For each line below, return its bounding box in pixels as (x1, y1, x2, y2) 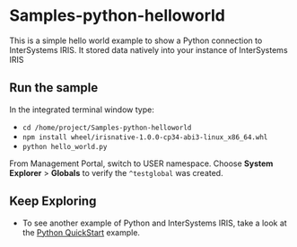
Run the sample (9, 80, 99, 95)
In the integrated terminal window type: (9, 104, 154, 115)
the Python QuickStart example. (22, 226, 141, 238)
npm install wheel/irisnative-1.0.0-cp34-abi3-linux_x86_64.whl (22, 132, 268, 142)
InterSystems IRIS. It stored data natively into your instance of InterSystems (9, 44, 289, 55)
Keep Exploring (9, 194, 97, 209)
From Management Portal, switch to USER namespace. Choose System (9, 158, 274, 169)
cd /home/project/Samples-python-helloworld (22, 123, 192, 132)
